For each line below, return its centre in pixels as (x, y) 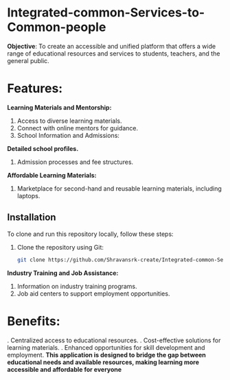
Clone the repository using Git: (60, 247)
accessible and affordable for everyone (65, 369)
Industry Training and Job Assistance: (63, 273)
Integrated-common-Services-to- (106, 13)
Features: (35, 89)
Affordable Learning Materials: (52, 175)
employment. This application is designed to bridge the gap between (106, 355)
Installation (32, 217)
